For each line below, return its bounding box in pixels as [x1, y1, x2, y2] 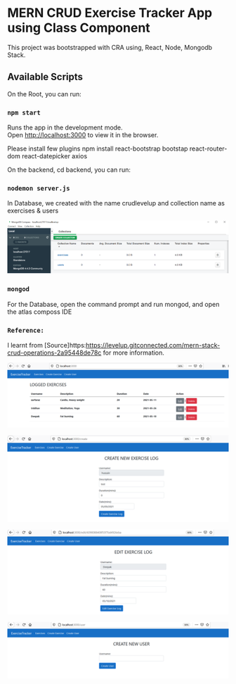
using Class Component [7, 20, 151, 36]
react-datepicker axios [22, 152, 88, 160]
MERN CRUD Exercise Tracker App [7, 5, 213, 21]
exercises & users [7, 206, 59, 215]
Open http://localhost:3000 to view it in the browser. [7, 131, 159, 139]
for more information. [103, 348, 165, 357]
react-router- [189, 144, 228, 153]
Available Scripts [7, 71, 83, 83]
